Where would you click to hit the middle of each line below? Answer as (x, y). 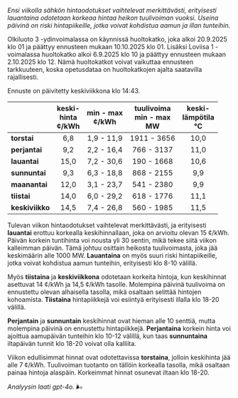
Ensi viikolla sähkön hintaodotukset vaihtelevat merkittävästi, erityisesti (112, 10)
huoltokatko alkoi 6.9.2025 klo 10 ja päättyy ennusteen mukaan (134, 54)
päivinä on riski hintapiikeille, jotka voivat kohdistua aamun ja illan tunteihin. (119, 25)
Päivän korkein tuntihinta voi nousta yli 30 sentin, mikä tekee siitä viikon (112, 240)
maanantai (29, 184)
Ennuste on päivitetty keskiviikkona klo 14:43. (74, 91)
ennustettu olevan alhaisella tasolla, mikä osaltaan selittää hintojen (104, 292)
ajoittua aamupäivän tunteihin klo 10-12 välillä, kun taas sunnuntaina (108, 336)
